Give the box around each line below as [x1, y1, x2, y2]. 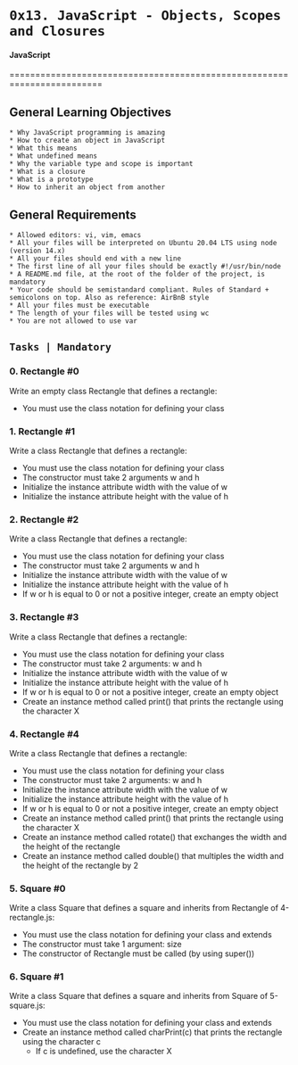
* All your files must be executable [9, 301, 150, 310]
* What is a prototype [9, 175, 94, 185]
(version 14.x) [9, 246, 66, 256]
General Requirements [9, 207, 137, 222]
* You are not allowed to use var [9, 317, 138, 326]
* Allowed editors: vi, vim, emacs [9, 231, 142, 240]
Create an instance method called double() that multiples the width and [21, 850, 284, 861]
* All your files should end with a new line [9, 254, 181, 263]
